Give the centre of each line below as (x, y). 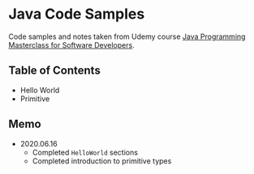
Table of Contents (55, 71)
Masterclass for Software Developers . (72, 45)
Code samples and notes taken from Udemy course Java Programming (127, 36)
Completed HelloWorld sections (85, 152)
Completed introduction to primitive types (102, 161)
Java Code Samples (77, 14)
